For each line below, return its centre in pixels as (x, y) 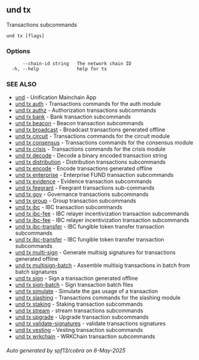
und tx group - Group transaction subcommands (76, 201)
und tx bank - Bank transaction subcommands (73, 117)
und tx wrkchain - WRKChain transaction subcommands (85, 336)
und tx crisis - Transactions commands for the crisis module (90, 149)
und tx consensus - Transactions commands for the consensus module (104, 143)
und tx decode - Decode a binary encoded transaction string (91, 156)
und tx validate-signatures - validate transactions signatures (90, 324)
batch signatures (36, 272)
